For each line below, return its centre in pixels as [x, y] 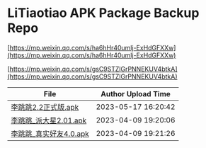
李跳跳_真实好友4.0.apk [50, 134]
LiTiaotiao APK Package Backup [103, 13]
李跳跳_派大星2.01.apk [49, 120]
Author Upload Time [136, 93]
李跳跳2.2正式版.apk [45, 107]
